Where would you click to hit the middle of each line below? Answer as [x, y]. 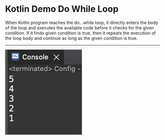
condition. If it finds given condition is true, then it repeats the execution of [81, 33]
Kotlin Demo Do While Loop [62, 9]
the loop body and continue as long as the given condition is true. [71, 38]
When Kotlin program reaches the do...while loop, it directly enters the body [82, 23]
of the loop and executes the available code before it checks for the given [80, 27]
